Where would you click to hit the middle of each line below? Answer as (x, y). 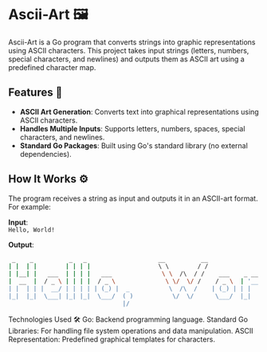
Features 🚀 (35, 93)
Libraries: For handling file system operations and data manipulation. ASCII (131, 330)
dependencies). (45, 154)
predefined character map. (52, 67)
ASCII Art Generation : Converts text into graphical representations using (139, 111)
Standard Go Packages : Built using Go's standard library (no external (134, 145)
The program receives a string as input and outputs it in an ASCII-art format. (133, 198)
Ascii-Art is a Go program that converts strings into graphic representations (132, 42)
